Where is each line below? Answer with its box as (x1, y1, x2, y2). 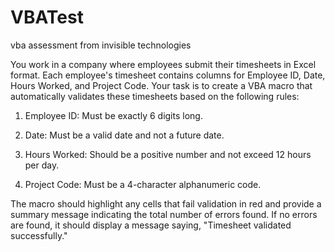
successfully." (10, 229, 68, 241)
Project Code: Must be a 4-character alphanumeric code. (24, 178, 262, 190)
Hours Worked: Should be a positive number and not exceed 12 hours (24, 148, 312, 160)
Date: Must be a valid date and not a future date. (24, 129, 225, 141)
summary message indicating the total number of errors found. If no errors (10, 208, 318, 220)
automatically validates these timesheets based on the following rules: (10, 90, 300, 102)
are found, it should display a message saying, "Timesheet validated (10, 219, 292, 231)
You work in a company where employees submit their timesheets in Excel (10, 58, 317, 70)
